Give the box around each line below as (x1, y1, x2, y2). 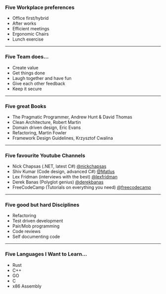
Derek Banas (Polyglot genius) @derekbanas (12, 179, 104, 185)
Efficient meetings (12, 26, 49, 32)
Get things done (12, 70, 45, 76)
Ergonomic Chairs (12, 31, 49, 37)
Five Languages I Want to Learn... (5, 251, 87, 258)
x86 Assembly (12, 283, 42, 289)
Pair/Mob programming (12, 223, 60, 229)
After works (12, 20, 37, 26)
